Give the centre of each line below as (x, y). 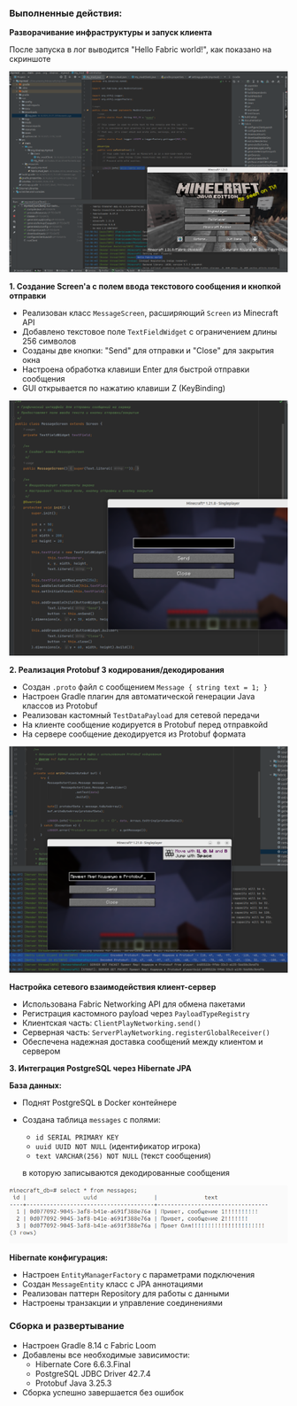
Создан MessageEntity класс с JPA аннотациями (112, 1284)
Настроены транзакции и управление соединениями (122, 1303)
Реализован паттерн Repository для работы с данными (126, 1294)
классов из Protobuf (60, 706)
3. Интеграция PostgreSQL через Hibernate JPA (100, 1069)
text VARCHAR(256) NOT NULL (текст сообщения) (123, 1156)
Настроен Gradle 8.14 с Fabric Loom (89, 1345)
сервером (41, 1051)
